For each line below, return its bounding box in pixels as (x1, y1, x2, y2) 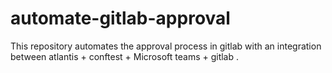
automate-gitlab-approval (10, 7, 231, 30)
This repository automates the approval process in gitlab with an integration (10, 40, 322, 52)
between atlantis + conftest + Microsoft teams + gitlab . (10, 50, 240, 62)
